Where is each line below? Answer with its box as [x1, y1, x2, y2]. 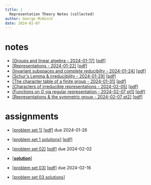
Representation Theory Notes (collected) [9, 12, 95, 17]
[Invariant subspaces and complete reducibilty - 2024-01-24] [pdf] [12, 68, 147, 74]
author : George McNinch [5, 16, 53, 21]
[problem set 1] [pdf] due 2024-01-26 [12, 127, 87, 133]
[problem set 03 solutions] [12, 174, 66, 180]
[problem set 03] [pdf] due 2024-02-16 [12, 165, 91, 171]
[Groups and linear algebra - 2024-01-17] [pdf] [12, 58, 106, 64]
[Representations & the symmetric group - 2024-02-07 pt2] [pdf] [12, 94, 143, 100]
